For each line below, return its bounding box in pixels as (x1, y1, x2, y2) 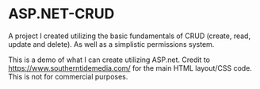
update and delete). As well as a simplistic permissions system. (8, 39, 215, 48)
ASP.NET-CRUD (8, 5, 115, 23)
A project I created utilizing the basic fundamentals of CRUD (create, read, (8, 31, 251, 41)
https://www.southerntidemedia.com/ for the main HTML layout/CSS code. (8, 63, 252, 72)
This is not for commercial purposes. (8, 72, 128, 81)
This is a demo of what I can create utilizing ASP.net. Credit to (8, 55, 210, 64)
